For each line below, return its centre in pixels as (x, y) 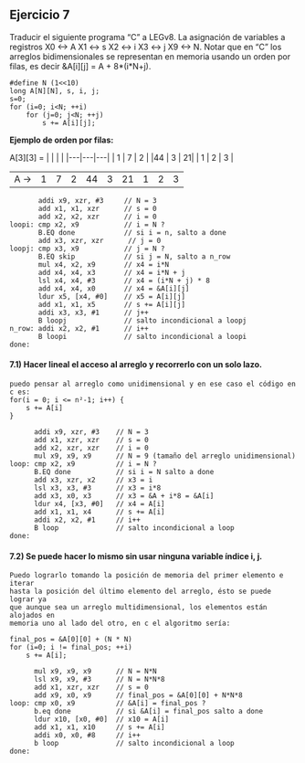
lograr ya (28, 599)
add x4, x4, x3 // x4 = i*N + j (111, 272)
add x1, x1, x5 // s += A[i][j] (111, 304)
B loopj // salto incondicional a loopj (142, 320)
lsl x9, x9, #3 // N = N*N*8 (100, 680)
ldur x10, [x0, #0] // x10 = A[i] (101, 720)
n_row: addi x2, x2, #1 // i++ (79, 328)
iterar (22, 584)
